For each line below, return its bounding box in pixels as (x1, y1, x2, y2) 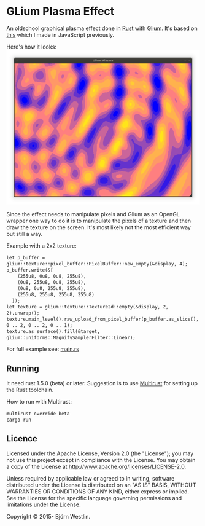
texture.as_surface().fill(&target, (6, 329, 100, 335)
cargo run (6, 417, 32, 423)
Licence (6, 433, 38, 444)
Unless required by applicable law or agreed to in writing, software (6, 474, 175, 482)
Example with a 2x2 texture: (6, 242, 77, 249)
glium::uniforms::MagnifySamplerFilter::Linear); (6, 335, 136, 341)
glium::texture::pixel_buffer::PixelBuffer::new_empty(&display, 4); (6, 261, 188, 267)
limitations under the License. (6, 501, 81, 508)
